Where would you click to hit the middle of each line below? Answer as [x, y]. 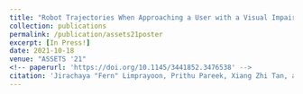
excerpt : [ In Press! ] [50, 43]
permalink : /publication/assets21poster [87, 34]
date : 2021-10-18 [42, 51]
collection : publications [58, 26]
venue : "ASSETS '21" [48, 59]
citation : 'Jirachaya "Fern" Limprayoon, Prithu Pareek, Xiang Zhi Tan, [149, 76]
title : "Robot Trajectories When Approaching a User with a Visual [139, 17]
